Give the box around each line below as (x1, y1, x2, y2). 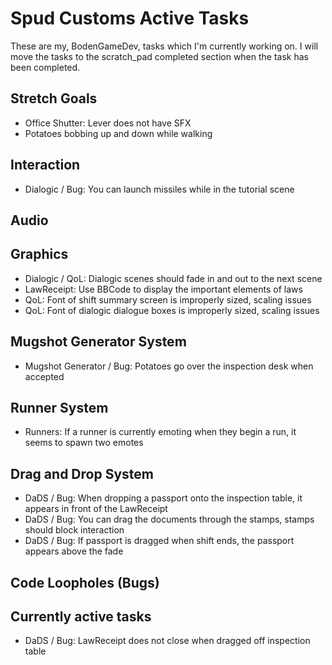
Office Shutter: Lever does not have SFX (24, 117, 192, 129)
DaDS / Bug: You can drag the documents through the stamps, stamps (24, 513, 315, 526)
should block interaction (24, 524, 125, 536)
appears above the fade (24, 545, 124, 557)
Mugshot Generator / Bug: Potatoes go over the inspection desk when (24, 360, 314, 372)
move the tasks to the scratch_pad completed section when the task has (10, 50, 309, 62)
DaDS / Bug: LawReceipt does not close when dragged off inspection (24, 635, 311, 647)
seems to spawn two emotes (24, 437, 144, 449)
